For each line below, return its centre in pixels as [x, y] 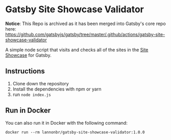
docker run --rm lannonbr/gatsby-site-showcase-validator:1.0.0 [75, 132]
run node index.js [32, 94]
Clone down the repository [41, 83]
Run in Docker [28, 111]
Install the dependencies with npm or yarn [57, 89]
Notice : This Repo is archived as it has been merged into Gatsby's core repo [86, 24]
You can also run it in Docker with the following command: [66, 123]
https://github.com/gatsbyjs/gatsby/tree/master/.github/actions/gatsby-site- [85, 34]
